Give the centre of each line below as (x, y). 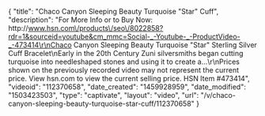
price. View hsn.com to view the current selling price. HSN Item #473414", (129, 79)
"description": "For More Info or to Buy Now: (80, 20)
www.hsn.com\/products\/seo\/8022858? (96, 28)
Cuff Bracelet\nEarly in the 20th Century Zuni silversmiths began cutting (126, 53)
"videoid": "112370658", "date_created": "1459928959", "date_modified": (127, 87)
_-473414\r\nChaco (40, 45)
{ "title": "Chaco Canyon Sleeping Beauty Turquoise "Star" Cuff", (114, 11)
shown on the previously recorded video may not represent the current (124, 70)
